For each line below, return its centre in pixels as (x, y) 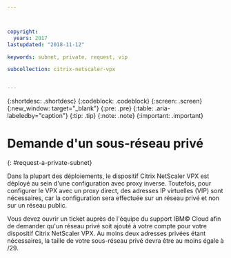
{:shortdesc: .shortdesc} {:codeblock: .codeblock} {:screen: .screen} (105, 101)
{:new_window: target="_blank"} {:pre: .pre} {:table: (80, 108)
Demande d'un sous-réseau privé (105, 144)
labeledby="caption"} (38, 116)
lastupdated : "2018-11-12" (46, 44)
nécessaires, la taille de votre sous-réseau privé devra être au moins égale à (115, 241)
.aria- (162, 108)
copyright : (23, 32)
